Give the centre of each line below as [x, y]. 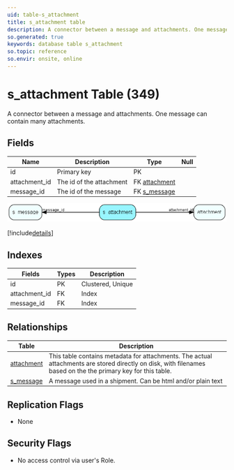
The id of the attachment [92, 182]
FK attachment [154, 182]
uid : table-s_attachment [43, 15]
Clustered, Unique [107, 284]
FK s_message [154, 191]
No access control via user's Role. [66, 460]
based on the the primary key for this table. [110, 371]
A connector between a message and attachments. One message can [107, 113]
